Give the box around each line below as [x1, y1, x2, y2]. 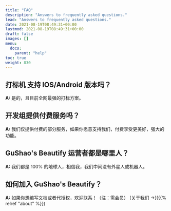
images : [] [5, 36, 29, 42]
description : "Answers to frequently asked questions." [5, 12, 127, 17]
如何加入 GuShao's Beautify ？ [5, 180, 102, 189]
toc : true [5, 55, 27, 61]
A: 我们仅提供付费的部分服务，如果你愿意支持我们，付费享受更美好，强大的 [5, 126, 165, 132]
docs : [10, 46, 22, 51]
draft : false [5, 31, 33, 36]
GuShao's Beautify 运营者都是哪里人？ [5, 149, 129, 158]
